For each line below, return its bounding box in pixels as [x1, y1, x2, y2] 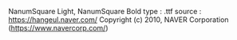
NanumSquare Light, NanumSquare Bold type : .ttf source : [8, 7, 202, 16]
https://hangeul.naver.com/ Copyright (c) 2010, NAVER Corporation [8, 15, 229, 24]
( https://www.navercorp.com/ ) [8, 24, 109, 32]
